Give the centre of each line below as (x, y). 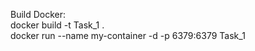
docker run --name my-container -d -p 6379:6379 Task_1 (128, 35)
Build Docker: (38, 14)
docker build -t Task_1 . (57, 25)
